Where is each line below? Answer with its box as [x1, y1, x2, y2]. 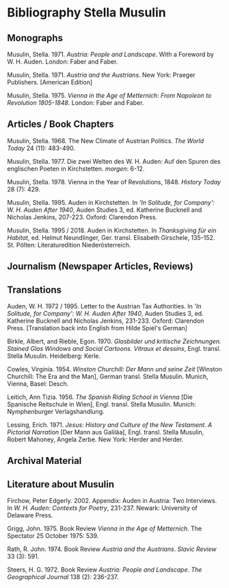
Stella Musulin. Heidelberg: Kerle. [7, 352, 101, 360]
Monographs [7, 32, 64, 44]
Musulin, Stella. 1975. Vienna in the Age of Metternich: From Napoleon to [7, 91, 212, 99]
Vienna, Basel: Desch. [7, 380, 69, 388]
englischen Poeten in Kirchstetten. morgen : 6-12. [7, 164, 145, 173]
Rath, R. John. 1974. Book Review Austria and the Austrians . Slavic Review [7, 545, 217, 553]
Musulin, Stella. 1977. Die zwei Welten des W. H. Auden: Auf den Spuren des [7, 157, 221, 165]
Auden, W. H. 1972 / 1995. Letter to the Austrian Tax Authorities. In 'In [7, 302, 202, 310]
